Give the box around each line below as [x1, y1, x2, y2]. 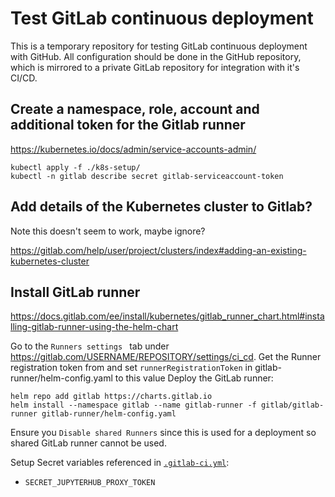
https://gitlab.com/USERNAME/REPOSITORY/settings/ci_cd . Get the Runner [10, 351, 322, 363]
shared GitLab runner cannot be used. [10, 437, 167, 449]
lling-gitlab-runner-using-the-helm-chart [10, 321, 179, 333]
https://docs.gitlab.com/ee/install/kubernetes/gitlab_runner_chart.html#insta [10, 310, 325, 322]
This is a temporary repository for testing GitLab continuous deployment [10, 40, 308, 52]
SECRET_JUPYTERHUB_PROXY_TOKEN [24, 478, 156, 488]
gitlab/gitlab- [260, 400, 325, 411]
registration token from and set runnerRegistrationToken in [10, 362, 253, 374]
